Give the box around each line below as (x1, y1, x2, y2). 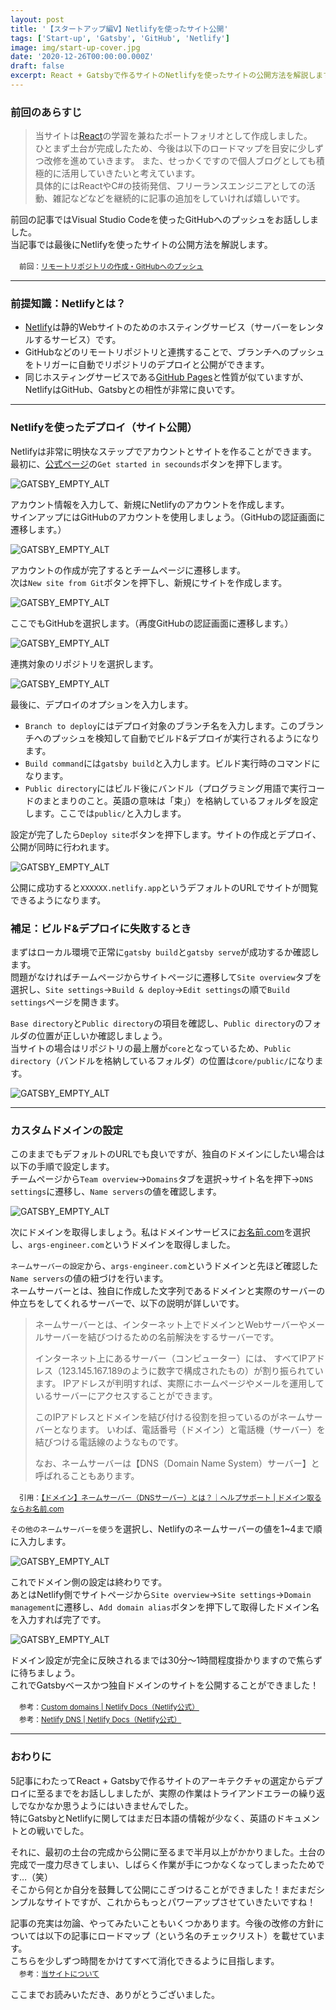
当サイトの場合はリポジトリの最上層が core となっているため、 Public (10, 1042, 292, 1055)
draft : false (10, 61, 65, 71)
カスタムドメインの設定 (10, 1123, 123, 1137)
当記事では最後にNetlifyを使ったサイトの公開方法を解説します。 (10, 239, 273, 251)
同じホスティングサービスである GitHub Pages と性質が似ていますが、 (24, 371, 310, 383)
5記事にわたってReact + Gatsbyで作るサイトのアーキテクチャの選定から (10, 1774, 306, 1786)
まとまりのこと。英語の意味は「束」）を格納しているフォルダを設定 (42, 794, 319, 806)
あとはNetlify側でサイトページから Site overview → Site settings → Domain (10, 1589, 312, 1601)
